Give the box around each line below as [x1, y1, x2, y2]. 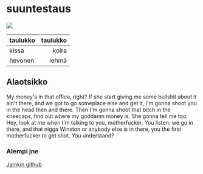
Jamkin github [6, 161, 43, 169]
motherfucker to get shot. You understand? [6, 131, 114, 139]
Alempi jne [6, 147, 39, 155]
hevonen [9, 56, 35, 64]
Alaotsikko [6, 77, 48, 87]
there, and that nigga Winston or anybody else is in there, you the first [6, 125, 182, 133]
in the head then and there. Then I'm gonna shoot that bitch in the [6, 106, 171, 113]
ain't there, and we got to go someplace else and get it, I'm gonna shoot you [6, 99, 198, 106]
